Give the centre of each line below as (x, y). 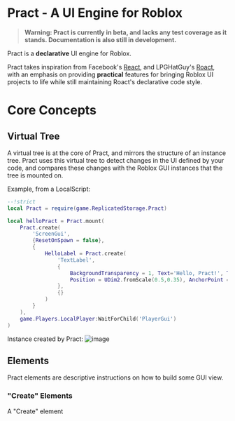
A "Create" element (35, 411)
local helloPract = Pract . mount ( (56, 221)
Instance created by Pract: (45, 339)
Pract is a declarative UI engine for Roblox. (69, 53)
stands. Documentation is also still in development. (100, 39)
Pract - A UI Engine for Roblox (95, 13)
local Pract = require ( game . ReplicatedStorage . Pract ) (87, 208)
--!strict (22, 201)
